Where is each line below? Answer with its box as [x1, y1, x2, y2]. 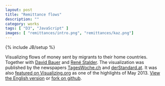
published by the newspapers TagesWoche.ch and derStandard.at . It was [5, 64, 157, 70]
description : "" [5, 16, 39, 21]
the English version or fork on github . [5, 75, 82, 81]
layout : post [5, 7, 33, 12]
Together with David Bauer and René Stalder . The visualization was [5, 59, 144, 65]
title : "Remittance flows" [5, 12, 62, 17]
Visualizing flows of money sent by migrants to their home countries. [5, 54, 148, 60]
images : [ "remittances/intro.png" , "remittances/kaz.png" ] [5, 30, 134, 35]
